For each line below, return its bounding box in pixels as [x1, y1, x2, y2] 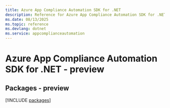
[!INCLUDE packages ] [5, 97, 51, 103]
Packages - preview [5, 84, 69, 92]
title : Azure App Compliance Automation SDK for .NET [5, 7, 121, 13]
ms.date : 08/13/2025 [5, 17, 49, 22]
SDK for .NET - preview [5, 64, 105, 75]
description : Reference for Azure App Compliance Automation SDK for [5, 12, 155, 17]
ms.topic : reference [5, 21, 49, 27]
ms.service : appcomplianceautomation [5, 31, 85, 36]
